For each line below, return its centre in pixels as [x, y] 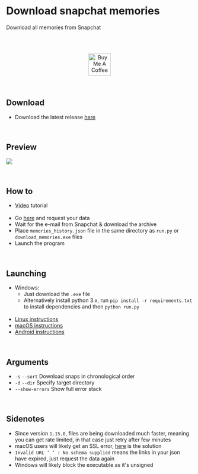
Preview [22, 147]
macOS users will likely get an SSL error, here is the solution [88, 446]
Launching [26, 273]
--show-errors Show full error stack [58, 389]
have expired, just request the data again [65, 459]
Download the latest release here [55, 117]
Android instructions [39, 332]
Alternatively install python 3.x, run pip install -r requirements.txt [108, 300]
